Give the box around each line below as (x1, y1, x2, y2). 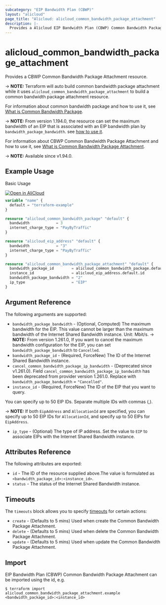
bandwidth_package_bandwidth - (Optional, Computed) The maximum (12, 321, 151, 326)
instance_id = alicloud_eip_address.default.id (9, 271, 145, 276)
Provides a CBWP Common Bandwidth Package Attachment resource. (5, 74, 148, 80)
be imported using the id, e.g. (5, 577, 65, 583)
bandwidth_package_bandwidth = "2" (9, 275, 83, 281)
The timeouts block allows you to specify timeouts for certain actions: (5, 508, 147, 514)
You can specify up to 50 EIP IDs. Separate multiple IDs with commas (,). (5, 399, 153, 404)
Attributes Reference (5, 447, 71, 456)
